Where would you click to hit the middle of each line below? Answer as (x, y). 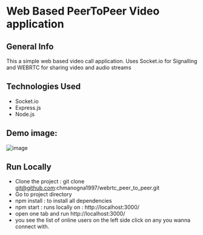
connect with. (32, 226)
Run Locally (29, 167)
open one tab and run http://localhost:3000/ (70, 214)
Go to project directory (43, 194)
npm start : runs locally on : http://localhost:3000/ (77, 207)
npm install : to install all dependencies (63, 201)
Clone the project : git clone (50, 182)
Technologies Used (43, 87)
